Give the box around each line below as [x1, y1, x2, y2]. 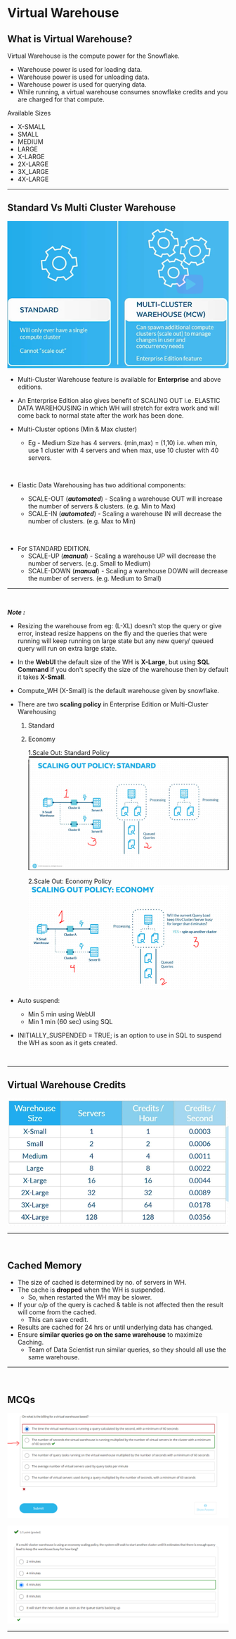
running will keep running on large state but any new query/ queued [17, 637, 214, 645]
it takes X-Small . [17, 673, 67, 681]
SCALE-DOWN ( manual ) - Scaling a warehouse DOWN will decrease [27, 567, 228, 575]
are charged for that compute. [17, 95, 105, 104]
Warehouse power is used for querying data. [17, 80, 147, 89]
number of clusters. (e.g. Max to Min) [27, 517, 136, 525]
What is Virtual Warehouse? [7, 33, 133, 45]
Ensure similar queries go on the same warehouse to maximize [17, 1330, 202, 1339]
